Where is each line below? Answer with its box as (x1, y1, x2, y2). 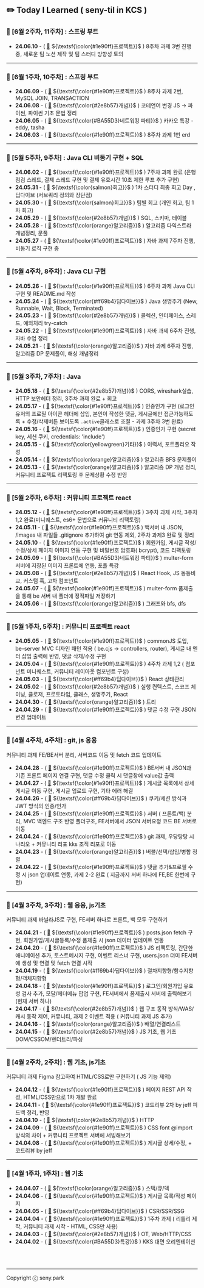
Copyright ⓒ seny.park (6, 1274, 64, 1281)
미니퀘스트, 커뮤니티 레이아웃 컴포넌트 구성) (26, 668, 129, 675)
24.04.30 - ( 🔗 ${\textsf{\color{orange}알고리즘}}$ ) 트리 (15, 698, 157, 706)
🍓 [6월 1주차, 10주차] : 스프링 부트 (6, 73, 99, 81)
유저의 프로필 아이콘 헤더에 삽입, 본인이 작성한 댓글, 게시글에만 (15, 410, 163, 417)
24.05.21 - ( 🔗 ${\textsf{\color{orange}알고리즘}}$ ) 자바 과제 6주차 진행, (15, 342, 194, 349)
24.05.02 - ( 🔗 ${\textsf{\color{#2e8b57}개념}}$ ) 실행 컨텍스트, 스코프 (15, 683, 190, 690)
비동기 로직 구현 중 (15, 245, 59, 252)
